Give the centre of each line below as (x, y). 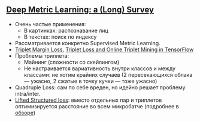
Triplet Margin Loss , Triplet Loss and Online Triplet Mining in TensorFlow (104, 49)
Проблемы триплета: (42, 55)
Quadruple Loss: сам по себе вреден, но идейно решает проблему (100, 87)
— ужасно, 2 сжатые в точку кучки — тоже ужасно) (90, 81)
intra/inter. (28, 93)
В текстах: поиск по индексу (60, 37)
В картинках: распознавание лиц (66, 30)
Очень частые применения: (50, 24)
